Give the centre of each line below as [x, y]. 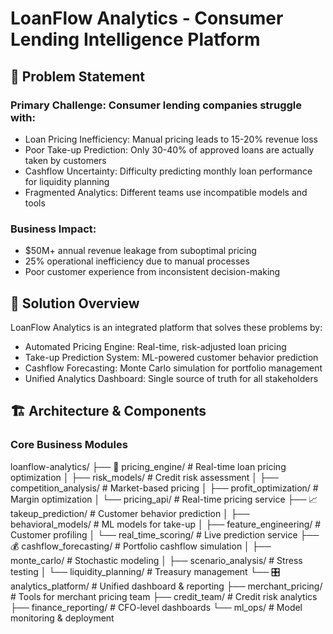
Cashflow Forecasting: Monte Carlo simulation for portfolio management [173, 368]
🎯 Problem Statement [78, 76]
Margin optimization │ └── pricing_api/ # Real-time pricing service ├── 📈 [164, 499]
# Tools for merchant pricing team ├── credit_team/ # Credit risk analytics [164, 596]
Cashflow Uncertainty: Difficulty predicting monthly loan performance [168, 171]
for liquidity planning [67, 181]
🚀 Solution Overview [75, 303]
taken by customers [65, 160]
